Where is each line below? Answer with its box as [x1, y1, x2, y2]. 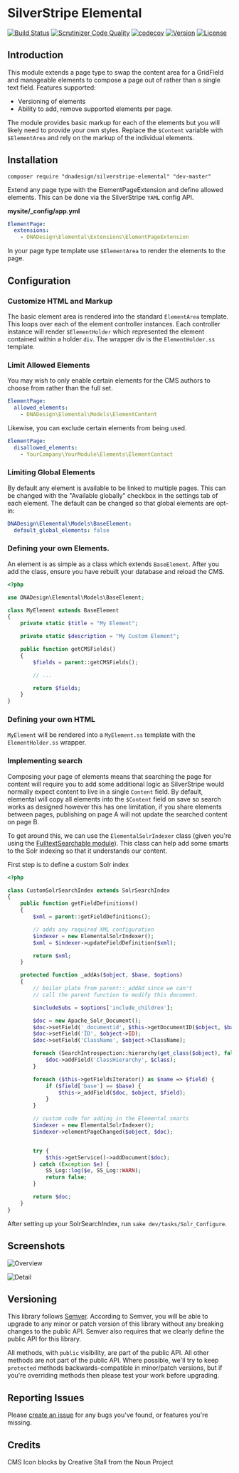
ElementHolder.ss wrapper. [7, 738, 87, 747]
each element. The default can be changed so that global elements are [7, 499, 215, 507]
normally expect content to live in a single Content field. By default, [7, 787, 203, 796]
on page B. [7, 817, 40, 826]
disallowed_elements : [14, 444, 78, 451]
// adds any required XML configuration [33, 926, 154, 933]
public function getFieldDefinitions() [20, 900, 139, 908]
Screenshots [7, 1240, 65, 1253]
